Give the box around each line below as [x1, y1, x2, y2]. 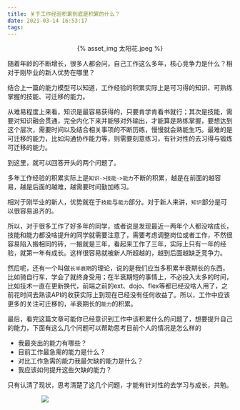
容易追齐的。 [19, 206, 58, 215]
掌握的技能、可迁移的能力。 [7, 92, 89, 101]
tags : [7, 24, 24, 31]
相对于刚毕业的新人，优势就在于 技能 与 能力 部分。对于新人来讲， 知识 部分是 [7, 198, 221, 206]
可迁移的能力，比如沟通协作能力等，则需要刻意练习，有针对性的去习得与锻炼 [7, 134, 233, 143]
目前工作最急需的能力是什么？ [17, 348, 106, 356]
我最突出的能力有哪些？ [17, 339, 87, 347]
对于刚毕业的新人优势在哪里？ [7, 69, 95, 77]
